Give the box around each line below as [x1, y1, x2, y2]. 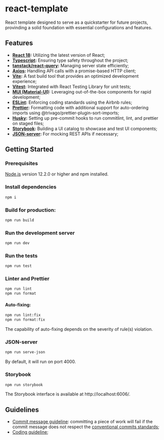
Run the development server [5, 229, 75, 236]
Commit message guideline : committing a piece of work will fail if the [12, 419, 153, 425]
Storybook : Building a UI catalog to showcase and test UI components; [12, 126, 158, 132]
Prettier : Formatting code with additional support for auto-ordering [12, 104, 149, 110]
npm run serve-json [5, 350, 45, 355]
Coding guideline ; [12, 429, 48, 435]
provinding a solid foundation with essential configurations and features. [5, 24, 153, 30]
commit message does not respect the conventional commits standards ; [12, 424, 160, 430]
